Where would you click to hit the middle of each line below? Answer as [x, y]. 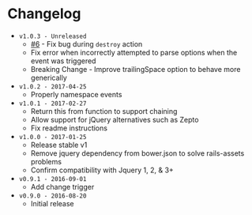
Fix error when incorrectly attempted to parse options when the [134, 52]
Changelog [44, 14]
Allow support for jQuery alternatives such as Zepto [115, 119]
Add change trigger [62, 187]
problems [46, 161]
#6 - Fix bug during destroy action [87, 43]
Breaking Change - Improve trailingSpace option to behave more [135, 69]
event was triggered [63, 61]
